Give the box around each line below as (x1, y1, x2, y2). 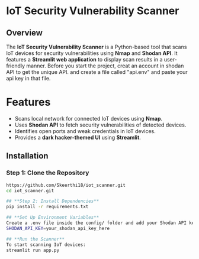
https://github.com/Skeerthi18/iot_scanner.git (6, 182, 126, 188)
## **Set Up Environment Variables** (6, 215, 99, 221)
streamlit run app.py (6, 247, 60, 253)
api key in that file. (6, 75, 51, 82)
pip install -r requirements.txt (6, 204, 89, 210)
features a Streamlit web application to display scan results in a (6, 56, 163, 63)
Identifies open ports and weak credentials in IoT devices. (14, 127, 156, 134)
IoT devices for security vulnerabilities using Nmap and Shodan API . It (6, 50, 178, 57)
